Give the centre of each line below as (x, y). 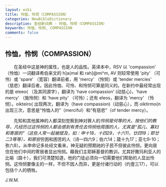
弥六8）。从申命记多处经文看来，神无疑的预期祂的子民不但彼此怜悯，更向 (79, 145)
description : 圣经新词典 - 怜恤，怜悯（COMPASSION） (56, 23)
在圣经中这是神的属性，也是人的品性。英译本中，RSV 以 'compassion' (85, 67)
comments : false (22, 33)
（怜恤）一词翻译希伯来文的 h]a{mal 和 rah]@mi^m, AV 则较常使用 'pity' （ (81, 73)
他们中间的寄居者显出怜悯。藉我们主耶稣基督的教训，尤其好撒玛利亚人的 (87, 151)
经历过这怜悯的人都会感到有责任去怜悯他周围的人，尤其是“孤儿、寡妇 (88, 127)
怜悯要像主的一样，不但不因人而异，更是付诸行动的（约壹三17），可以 (88, 164)
